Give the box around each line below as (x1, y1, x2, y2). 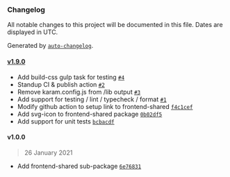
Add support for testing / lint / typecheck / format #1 (17, 95, 167, 103)
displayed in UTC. (7, 28, 58, 36)
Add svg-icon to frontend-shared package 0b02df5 (17, 110, 163, 118)
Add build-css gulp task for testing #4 (17, 73, 125, 81)
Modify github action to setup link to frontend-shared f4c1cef (17, 102, 193, 110)
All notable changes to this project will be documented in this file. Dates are (7, 21, 224, 29)
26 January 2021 (24, 148, 73, 157)
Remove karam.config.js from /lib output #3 (17, 87, 141, 96)
